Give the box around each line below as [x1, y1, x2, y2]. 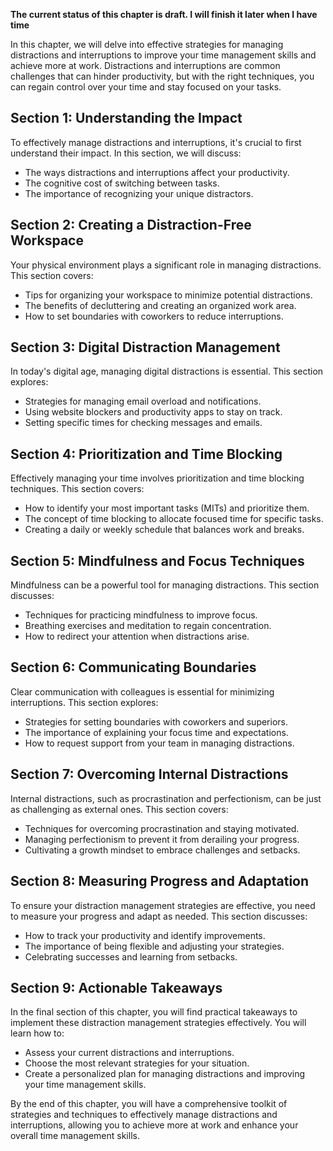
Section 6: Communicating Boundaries [10, 659, 257, 676]
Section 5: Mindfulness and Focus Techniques [10, 552, 305, 569]
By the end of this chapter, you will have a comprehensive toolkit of [10, 1098, 288, 1110]
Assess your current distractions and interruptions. [24, 1047, 235, 1059]
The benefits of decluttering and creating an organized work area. [24, 299, 297, 311]
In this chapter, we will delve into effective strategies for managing [10, 39, 284, 50]
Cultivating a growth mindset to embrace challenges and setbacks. [24, 844, 301, 856]
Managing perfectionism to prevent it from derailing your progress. [24, 833, 300, 845]
